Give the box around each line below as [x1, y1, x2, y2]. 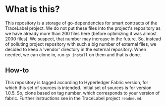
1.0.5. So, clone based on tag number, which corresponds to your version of [5, 90, 160, 96]
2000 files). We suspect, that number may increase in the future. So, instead [5, 36, 161, 42]
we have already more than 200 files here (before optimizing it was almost [5, 30, 157, 36]
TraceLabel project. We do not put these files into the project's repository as [5, 25, 161, 31]
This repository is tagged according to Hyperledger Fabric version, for [5, 79, 149, 85]
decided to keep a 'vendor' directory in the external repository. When [5, 46, 146, 52]
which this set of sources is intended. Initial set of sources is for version [5, 85, 152, 91]
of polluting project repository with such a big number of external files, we [5, 41, 157, 47]
